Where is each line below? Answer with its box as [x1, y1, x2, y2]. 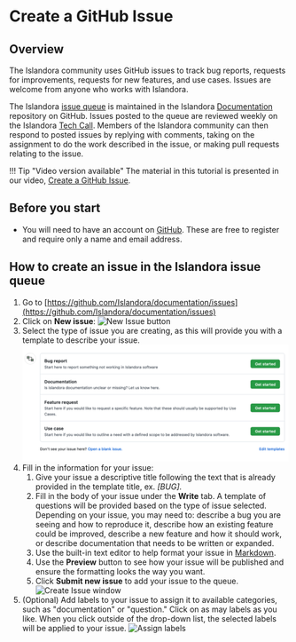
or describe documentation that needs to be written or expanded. [35, 537, 275, 548]
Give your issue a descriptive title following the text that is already [35, 472, 277, 482]
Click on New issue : [21, 315, 96, 326]
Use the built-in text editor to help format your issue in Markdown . [35, 547, 277, 558]
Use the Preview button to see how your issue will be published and [35, 557, 284, 567]
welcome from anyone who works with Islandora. [9, 84, 189, 94]
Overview [9, 42, 65, 57]
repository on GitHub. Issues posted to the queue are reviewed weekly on [9, 111, 278, 121]
